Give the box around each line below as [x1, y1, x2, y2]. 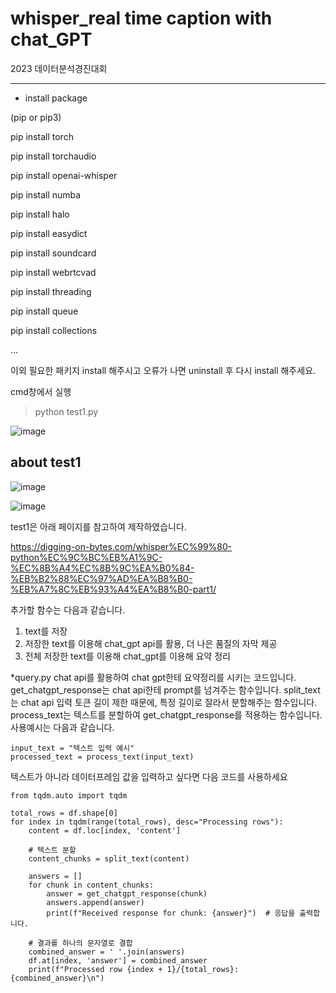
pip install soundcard [10, 247, 97, 259]
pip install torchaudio [10, 150, 97, 162]
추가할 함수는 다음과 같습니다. [10, 603, 126, 616]
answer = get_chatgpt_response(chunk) [46, 888, 208, 899]
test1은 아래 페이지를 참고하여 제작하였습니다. [10, 520, 187, 532]
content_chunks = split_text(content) [28, 853, 190, 864]
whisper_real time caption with [10, 7, 273, 30]
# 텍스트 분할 [28, 845, 77, 855]
